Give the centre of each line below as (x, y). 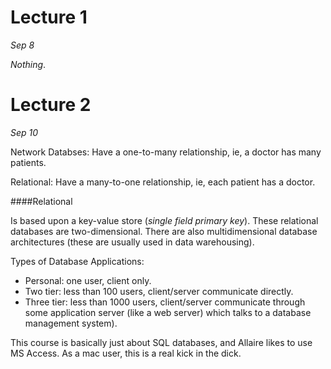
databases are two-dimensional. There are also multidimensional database (164, 231)
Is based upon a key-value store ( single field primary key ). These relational (164, 220)
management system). (71, 323)
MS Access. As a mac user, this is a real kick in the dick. (126, 353)
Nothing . (28, 64)
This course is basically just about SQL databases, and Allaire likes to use (161, 342)
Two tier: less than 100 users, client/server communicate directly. (159, 291)
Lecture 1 (49, 17)
